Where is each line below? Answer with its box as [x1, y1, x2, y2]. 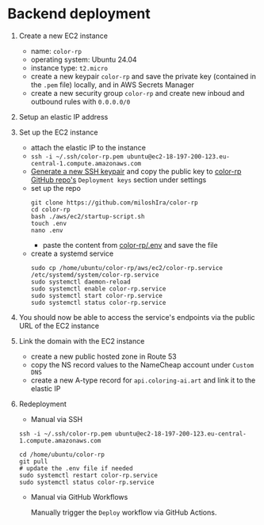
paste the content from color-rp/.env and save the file [42, 240, 219, 249]
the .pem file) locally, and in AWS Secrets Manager [30, 80, 195, 89]
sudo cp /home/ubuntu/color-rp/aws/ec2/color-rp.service [30, 264, 224, 272]
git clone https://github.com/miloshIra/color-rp [30, 199, 199, 207]
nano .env [30, 226, 64, 234]
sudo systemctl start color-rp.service [30, 291, 163, 299]
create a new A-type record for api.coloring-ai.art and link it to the [30, 375, 256, 385]
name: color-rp [30, 46, 82, 55]
